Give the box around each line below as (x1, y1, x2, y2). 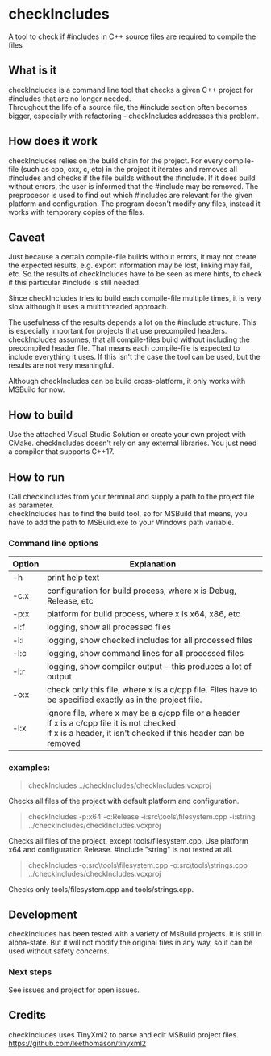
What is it (8, 64, 57, 78)
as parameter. (8, 500, 55, 510)
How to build (8, 408, 73, 422)
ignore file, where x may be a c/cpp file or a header (47, 708, 240, 719)
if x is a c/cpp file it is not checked (47, 717, 176, 729)
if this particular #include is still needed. (8, 278, 141, 288)
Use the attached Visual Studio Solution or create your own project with (8, 430, 246, 440)
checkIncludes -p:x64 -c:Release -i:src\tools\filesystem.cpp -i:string (27, 811, 256, 821)
